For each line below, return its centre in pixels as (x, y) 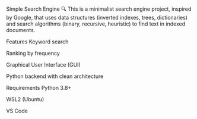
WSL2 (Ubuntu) (25, 99)
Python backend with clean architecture (55, 76)
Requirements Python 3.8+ (39, 88)
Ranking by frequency (33, 53)
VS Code (17, 111)
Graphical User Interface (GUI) (44, 65)
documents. (21, 30)
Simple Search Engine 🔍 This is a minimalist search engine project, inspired (99, 9)
